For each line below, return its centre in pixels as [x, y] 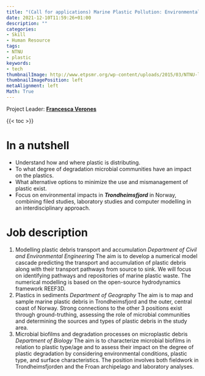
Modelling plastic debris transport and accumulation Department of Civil [106, 249]
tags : [13, 46]
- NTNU [15, 52]
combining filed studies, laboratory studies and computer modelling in [103, 201]
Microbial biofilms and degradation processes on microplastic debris [101, 334]
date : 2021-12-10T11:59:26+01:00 [49, 18]
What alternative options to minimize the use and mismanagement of [102, 182]
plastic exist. [31, 188]
